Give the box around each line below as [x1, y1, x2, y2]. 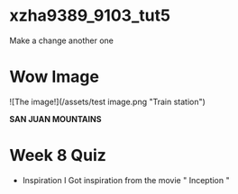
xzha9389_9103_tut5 [9, 5, 171, 26]
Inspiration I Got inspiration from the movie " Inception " [22, 174, 230, 185]
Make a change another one [9, 35, 114, 46]
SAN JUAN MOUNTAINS [9, 113, 102, 124]
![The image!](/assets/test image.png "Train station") [9, 96, 206, 107]
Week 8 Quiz [9, 145, 106, 166]
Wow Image [9, 66, 99, 87]
